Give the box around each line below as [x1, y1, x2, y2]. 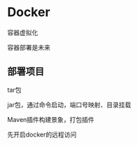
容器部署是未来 [7, 43, 50, 51]
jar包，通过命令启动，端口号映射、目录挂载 [7, 100, 132, 109]
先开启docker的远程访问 [7, 130, 77, 139]
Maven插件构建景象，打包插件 [7, 115, 95, 123]
